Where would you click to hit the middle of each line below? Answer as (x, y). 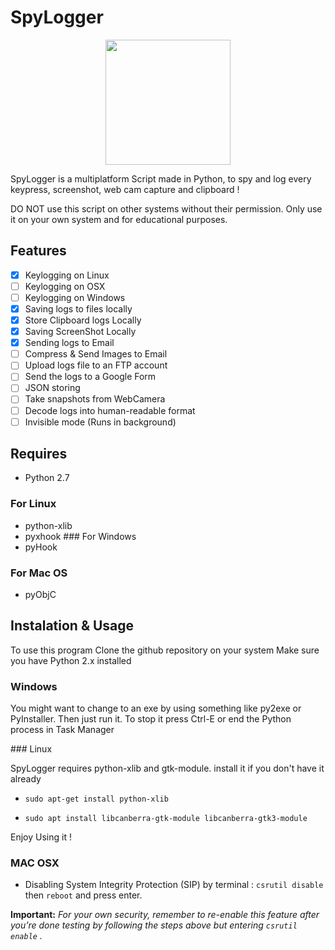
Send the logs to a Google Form (90, 377)
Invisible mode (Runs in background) (100, 422)
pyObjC (40, 595)
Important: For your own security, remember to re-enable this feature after (165, 915)
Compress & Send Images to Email (96, 354)
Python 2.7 (47, 478)
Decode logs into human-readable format (110, 410)
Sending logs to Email (69, 343)
